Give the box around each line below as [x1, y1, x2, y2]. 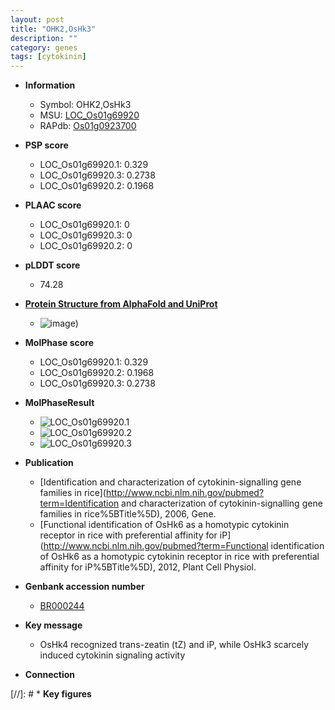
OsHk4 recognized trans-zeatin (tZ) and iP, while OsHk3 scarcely [39, 639, 310, 651]
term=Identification [39, 497, 120, 510]
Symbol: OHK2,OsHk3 [39, 99, 132, 111]
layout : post [10, 14, 65, 25]
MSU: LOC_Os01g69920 [39, 109, 140, 121]
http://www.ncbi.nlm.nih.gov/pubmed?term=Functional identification [43, 540, 325, 552]
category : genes [10, 42, 78, 53]
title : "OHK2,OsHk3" [10, 24, 97, 34]
